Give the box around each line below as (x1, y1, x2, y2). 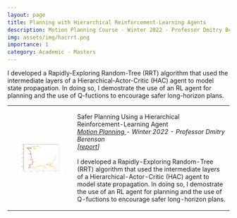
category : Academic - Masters (7, 49, 97, 56)
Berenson (77, 135, 105, 143)
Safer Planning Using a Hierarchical (77, 112, 180, 121)
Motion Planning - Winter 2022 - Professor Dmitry (77, 127, 226, 135)
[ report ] (77, 142, 100, 151)
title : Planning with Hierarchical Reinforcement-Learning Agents (7, 18, 207, 26)
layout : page (7, 11, 46, 18)
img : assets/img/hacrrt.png (7, 34, 90, 41)
